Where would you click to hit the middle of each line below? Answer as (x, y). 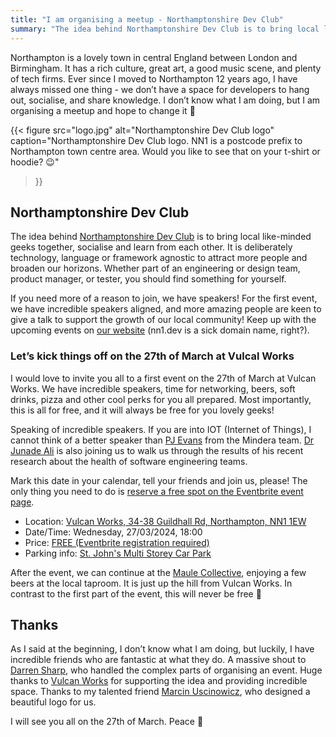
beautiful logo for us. (53, 702)
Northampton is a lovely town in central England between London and (154, 57)
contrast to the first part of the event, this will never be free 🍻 (136, 593)
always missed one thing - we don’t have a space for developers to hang (160, 89)
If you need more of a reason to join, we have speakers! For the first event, (164, 298)
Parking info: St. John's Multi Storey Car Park (118, 553)
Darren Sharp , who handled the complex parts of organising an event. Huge (166, 670)
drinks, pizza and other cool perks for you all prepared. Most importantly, (161, 399)
